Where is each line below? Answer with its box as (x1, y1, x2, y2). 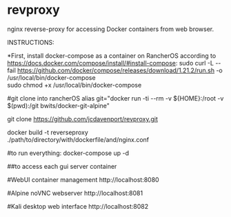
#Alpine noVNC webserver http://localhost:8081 (7, 189, 143, 197)
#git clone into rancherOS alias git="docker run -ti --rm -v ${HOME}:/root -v (7, 94, 224, 102)
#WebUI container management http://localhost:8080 (7, 175, 160, 184)
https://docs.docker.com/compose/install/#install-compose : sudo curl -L (7, 59, 214, 67)
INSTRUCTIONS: (7, 38, 54, 46)
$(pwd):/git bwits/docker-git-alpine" (7, 101, 110, 110)
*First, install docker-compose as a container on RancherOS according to (7, 51, 217, 60)
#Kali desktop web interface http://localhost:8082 (7, 202, 149, 210)
